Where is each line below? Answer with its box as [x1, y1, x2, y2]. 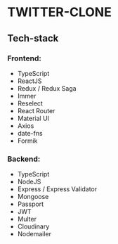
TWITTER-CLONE [7, 4, 112, 20]
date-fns [17, 129, 44, 137]
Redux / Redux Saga [17, 84, 77, 92]
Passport [17, 200, 44, 208]
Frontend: [7, 53, 42, 63]
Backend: [7, 154, 41, 164]
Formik [17, 136, 38, 145]
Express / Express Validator [17, 185, 98, 193]
